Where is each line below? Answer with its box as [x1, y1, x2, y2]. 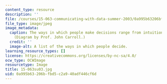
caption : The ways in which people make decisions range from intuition [9, 30, 164, 35]
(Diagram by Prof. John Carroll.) [14, 35, 85, 40]
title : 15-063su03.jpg [5, 67, 52, 72]
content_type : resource [5, 7, 55, 12]
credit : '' [9, 40, 32, 44]
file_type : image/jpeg [5, 21, 52, 26]
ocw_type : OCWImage [5, 58, 46, 63]
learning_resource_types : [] [5, 48, 66, 53]
